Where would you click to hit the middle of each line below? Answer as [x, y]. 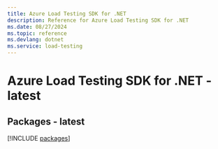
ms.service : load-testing [45, 46]
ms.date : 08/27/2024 [37, 27]
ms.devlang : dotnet [36, 40]
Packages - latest [46, 121]
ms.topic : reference [37, 33]
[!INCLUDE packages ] [39, 138]
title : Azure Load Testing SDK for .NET [67, 14]
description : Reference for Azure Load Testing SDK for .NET [98, 20]
